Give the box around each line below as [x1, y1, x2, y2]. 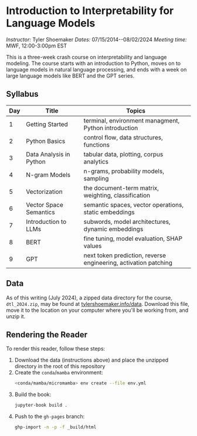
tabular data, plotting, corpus [83, 150, 164, 158]
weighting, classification [83, 191, 151, 199]
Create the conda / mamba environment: [14, 369, 103, 376]
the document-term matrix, [83, 183, 159, 192]
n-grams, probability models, [83, 167, 164, 175]
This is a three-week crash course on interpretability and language [6, 53, 167, 60]
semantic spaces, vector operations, [83, 200, 184, 209]
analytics [83, 157, 108, 165]
